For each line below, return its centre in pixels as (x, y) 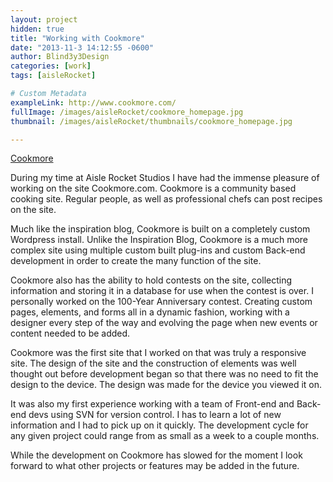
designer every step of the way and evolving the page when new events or (164, 323)
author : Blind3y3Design (60, 57)
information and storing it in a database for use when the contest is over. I (162, 291)
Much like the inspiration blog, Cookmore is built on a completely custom (160, 229)
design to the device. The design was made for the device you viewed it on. (166, 385)
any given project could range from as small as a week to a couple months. (165, 436)
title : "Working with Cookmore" (77, 38)
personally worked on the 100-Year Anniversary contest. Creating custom (161, 302)
